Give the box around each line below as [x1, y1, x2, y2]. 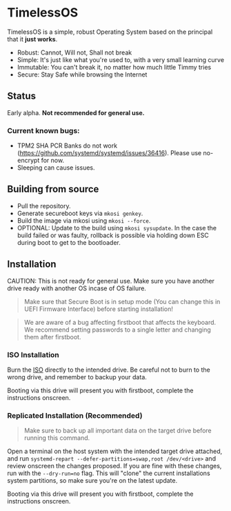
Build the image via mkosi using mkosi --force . [17, 216, 151, 225]
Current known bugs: [7, 126, 81, 135]
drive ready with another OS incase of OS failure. [7, 284, 147, 292]
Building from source [7, 183, 99, 195]
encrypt [17, 157, 40, 165]
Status [7, 90, 37, 102]
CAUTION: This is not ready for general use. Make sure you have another [7, 277, 215, 285]
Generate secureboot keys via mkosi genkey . [17, 209, 143, 217]
